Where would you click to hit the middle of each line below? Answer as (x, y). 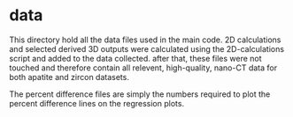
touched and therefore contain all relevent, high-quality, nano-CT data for (143, 68)
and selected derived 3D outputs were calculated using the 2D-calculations (147, 48)
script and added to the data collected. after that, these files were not (136, 58)
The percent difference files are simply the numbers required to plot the (140, 94)
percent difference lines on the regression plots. (96, 103)
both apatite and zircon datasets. (69, 77)
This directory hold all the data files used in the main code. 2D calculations (145, 40)
